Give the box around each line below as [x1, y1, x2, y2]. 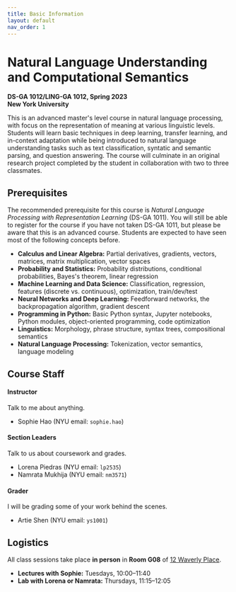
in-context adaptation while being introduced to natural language [7, 136, 196, 145]
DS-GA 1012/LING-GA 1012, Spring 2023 [7, 93, 128, 101]
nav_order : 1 [7, 23, 46, 30]
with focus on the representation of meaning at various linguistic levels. [7, 121, 216, 130]
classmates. [7, 166, 42, 175]
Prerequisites [7, 187, 68, 199]
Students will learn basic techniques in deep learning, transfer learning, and [7, 129, 228, 137]
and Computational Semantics [7, 69, 189, 85]
